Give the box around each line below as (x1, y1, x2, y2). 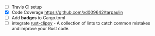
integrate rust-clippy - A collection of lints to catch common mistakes (11, 20, 151, 26)
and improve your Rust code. (11, 26, 70, 32)
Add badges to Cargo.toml (11, 15, 65, 21)
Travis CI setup (11, 4, 42, 10)
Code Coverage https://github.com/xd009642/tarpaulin (11, 10, 123, 15)
